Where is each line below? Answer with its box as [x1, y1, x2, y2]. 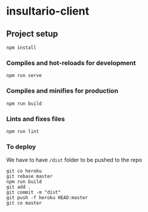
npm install [6, 44, 36, 51]
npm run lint [6, 128, 39, 135]
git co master [6, 200, 42, 207]
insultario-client [6, 4, 90, 18]
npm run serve [6, 72, 42, 79]
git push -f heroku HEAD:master [6, 195, 88, 201]
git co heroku [6, 168, 42, 174]
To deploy [6, 142, 36, 150]
